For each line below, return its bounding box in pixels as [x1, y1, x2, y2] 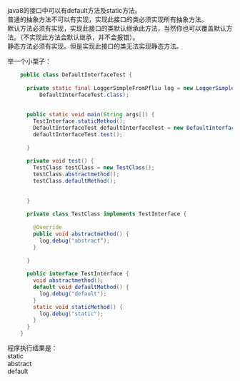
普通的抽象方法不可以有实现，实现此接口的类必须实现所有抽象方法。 [7, 15, 208, 24]
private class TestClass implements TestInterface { [26, 210, 187, 218]
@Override [33, 224, 62, 231]
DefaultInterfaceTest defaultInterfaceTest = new [33, 124, 184, 131]
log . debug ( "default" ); [39, 290, 107, 298]
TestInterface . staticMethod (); [33, 118, 126, 125]
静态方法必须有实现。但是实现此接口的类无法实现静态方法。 [7, 42, 183, 50]
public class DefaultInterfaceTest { [20, 71, 133, 78]
